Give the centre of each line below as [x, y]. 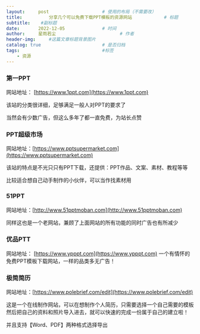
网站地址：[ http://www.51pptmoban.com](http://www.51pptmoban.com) [94, 210]
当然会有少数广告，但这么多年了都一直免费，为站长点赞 [74, 117]
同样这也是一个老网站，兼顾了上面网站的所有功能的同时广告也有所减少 [92, 222]
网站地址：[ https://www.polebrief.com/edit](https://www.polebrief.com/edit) [100, 292]
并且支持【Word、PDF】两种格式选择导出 [57, 325]
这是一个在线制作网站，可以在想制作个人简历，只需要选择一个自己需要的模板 [100, 305]
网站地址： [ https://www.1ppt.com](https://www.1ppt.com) [77, 92]
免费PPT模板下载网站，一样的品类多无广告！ [61, 261]
